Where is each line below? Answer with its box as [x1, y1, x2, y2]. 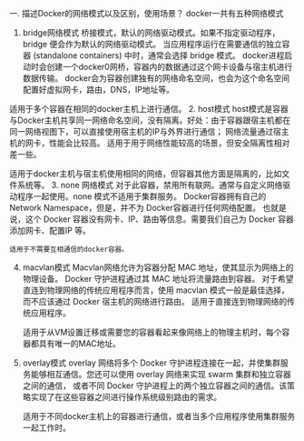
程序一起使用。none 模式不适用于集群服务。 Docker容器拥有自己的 [16, 191, 267, 202]
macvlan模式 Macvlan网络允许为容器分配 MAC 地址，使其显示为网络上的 [22, 262, 294, 273]
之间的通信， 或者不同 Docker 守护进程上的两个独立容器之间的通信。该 [22, 380, 288, 391]
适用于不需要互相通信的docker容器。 [9, 245, 129, 254]
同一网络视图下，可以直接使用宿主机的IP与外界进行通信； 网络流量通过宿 [9, 126, 281, 136]
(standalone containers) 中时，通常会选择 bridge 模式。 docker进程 [33, 50, 285, 61]
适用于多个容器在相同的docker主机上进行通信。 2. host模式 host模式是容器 [9, 104, 289, 114]
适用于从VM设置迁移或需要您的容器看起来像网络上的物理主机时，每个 [22, 326, 283, 337]
